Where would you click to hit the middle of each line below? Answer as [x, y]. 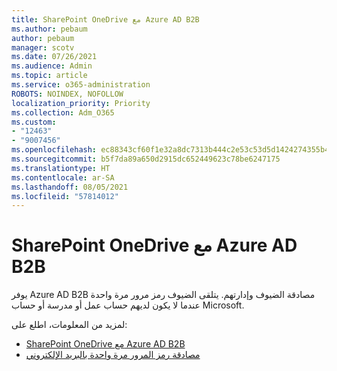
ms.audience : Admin [52, 66]
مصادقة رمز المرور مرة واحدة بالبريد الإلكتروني [113, 355]
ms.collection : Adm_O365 [63, 112]
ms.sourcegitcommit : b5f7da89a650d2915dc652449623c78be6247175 [146, 159]
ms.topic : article [49, 76]
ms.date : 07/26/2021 [54, 57]
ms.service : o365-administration [81, 85]
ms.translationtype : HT [61, 168]
